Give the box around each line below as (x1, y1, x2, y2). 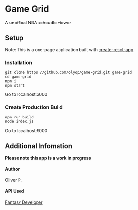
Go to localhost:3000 (5, 92, 48, 97)
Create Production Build (5, 104, 63, 111)
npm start (5, 83, 25, 88)
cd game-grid (5, 74, 32, 79)
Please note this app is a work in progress (5, 155, 91, 161)
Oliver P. (5, 177, 22, 183)
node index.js (5, 119, 34, 124)
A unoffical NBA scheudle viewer (5, 20, 72, 25)
